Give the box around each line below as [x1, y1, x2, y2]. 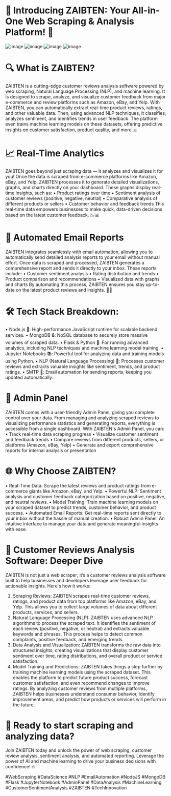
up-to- [145, 281, 160, 288]
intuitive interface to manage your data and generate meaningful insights [5, 520, 158, 527]
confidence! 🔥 [5, 764, 35, 770]
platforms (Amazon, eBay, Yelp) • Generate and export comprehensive [5, 442, 154, 448]
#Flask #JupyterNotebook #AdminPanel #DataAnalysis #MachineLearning [5, 779, 162, 786]
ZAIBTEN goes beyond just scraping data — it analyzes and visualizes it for [5, 168, 163, 174]
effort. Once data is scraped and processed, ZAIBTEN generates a [5, 259, 144, 266]
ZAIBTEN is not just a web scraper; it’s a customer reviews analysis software [5, 572, 166, 578]
